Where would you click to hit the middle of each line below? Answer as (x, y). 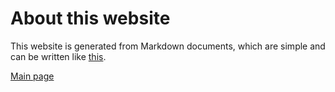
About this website (90, 18)
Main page (32, 76)
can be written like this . (58, 56)
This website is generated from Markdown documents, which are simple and (168, 46)
